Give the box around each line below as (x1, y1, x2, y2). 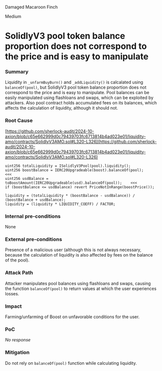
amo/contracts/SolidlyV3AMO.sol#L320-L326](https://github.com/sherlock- (5, 138, 157, 145)
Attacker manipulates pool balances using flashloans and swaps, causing (5, 280, 151, 286)
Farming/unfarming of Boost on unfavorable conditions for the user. (5, 314, 140, 320)
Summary (5, 68, 29, 75)
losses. (5, 290, 19, 296)
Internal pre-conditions (5, 213, 61, 220)
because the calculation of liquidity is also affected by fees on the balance (5, 252, 153, 258)
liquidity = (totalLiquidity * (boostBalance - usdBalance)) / (5, 193, 135, 198)
